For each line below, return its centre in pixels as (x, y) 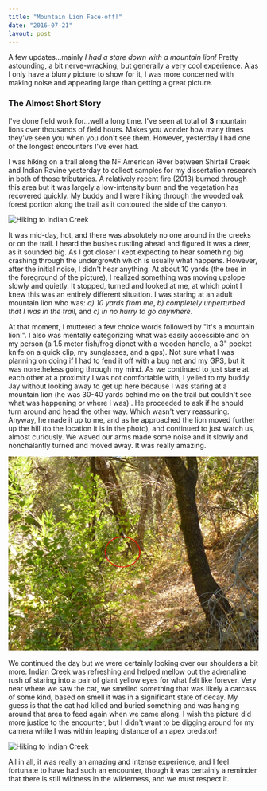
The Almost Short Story (55, 104)
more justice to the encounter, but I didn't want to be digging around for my (132, 722)
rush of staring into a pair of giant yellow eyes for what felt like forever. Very (132, 680)
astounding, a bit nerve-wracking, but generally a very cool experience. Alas (133, 66)
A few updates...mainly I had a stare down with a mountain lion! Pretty (123, 57)
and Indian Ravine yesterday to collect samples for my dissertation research (132, 170)
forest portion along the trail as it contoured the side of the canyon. (118, 204)
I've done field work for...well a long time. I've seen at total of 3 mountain (128, 120)
